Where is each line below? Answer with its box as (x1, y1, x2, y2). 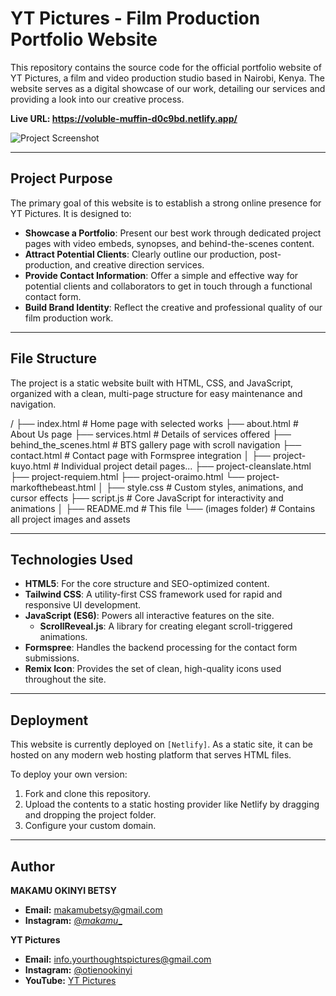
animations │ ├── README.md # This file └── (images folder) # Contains (10, 502, 316, 514)
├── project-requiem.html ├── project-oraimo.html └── (10, 470, 245, 482)
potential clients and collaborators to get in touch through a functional (24, 280, 313, 292)
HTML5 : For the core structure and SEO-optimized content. (24, 578, 270, 590)
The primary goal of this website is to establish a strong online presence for (10, 197, 322, 209)
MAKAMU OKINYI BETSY (10, 885, 117, 896)
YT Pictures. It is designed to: (10, 207, 132, 219)
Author (10, 858, 55, 875)
